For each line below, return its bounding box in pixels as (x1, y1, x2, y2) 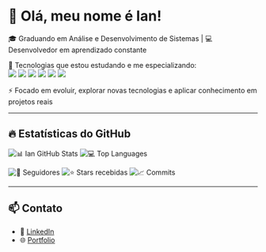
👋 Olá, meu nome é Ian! (8, 7, 162, 25)
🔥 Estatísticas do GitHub (8, 127, 131, 141)
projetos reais (8, 96, 53, 106)
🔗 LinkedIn (19, 227, 55, 236)
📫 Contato (8, 201, 63, 216)
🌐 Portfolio (19, 235, 55, 244)
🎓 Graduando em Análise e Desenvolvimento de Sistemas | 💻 (8, 33, 213, 43)
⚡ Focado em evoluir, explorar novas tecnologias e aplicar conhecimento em (8, 85, 257, 95)
